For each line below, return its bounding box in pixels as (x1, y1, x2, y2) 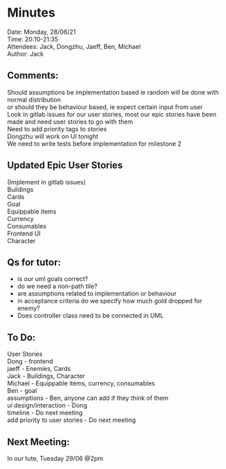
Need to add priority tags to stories (7, 124, 107, 133)
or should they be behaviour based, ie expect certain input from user (7, 102, 203, 111)
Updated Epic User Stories (7, 160, 123, 171)
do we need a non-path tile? (17, 282, 98, 291)
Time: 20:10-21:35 (7, 35, 59, 43)
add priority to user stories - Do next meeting (7, 416, 136, 424)
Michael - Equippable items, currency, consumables (7, 379, 156, 387)
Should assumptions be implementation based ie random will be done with (7, 88, 219, 96)
